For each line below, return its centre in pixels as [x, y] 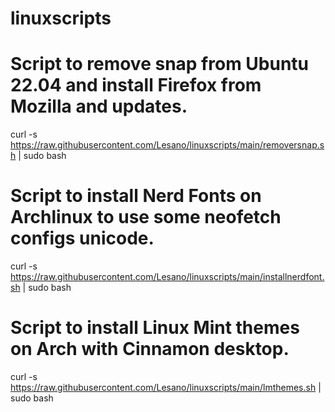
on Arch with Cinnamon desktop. [150, 349]
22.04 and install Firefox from [136, 85]
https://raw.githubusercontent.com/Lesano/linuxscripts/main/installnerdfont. [167, 277]
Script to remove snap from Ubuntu [160, 64]
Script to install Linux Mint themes [155, 328]
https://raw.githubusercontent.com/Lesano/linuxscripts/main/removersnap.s [167, 145]
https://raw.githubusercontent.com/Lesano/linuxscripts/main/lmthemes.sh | [166, 387]
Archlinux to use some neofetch [146, 217]
